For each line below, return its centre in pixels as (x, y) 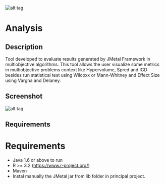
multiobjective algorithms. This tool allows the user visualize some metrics (82, 64)
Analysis (24, 28)
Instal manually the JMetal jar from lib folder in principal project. (79, 176)
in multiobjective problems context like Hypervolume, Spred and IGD (76, 70)
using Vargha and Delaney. (33, 80)
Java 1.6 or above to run (38, 160)
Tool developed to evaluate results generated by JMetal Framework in (78, 59)
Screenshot (24, 96)
